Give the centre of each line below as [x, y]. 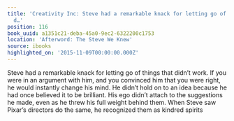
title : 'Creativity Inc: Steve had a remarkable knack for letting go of [117, 14]
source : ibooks [29, 46]
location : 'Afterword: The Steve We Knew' [70, 40]
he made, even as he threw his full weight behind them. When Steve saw [112, 102]
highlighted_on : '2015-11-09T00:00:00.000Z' [73, 53]
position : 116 [28, 27]
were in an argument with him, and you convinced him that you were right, [114, 80]
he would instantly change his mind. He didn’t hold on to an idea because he [117, 87]
